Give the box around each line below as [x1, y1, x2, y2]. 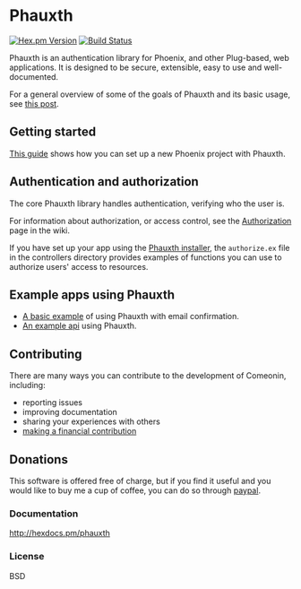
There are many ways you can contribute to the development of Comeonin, [9, 370, 287, 381]
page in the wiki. [9, 225, 70, 236]
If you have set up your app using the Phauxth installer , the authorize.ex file [9, 242, 290, 253]
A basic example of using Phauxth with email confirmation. [21, 311, 239, 322]
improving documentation [21, 407, 118, 418]
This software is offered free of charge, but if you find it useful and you [9, 476, 271, 486]
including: [9, 380, 47, 391]
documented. [9, 71, 59, 82]
